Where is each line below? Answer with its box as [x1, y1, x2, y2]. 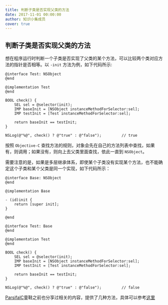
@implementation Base [5, 189, 50, 194]
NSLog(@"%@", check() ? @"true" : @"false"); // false [5, 285, 140, 290]
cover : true [5, 21, 30, 27]
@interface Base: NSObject [5, 176, 61, 181]
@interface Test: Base [5, 224, 52, 229]
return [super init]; [14, 202, 59, 207]
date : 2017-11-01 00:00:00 [5, 12, 61, 17]
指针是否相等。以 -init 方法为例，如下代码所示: [13, 62, 112, 68]
